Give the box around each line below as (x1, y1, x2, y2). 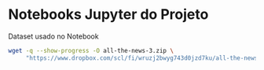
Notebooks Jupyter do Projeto (8, 6, 209, 24)
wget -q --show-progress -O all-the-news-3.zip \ (8, 46, 174, 54)
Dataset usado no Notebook (8, 31, 100, 41)
